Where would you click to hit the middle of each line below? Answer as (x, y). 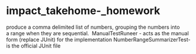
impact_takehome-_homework (83, 11)
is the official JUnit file (33, 46)
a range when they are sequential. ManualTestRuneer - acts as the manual (98, 33)
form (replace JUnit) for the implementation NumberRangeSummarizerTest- (98, 39)
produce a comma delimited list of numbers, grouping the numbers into (93, 27)
